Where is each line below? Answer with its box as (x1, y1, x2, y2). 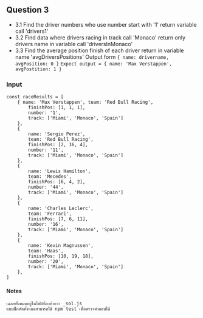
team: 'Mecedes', (28, 174, 72, 180)
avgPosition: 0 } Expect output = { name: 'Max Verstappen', (15, 61, 172, 67)
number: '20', (28, 259, 64, 265)
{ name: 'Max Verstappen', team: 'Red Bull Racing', (17, 100, 154, 106)
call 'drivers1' (15, 27, 49, 35)
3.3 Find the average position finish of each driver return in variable (15, 47, 184, 54)
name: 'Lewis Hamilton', (28, 168, 91, 175)
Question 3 (6, 5, 49, 15)
